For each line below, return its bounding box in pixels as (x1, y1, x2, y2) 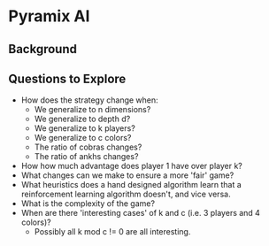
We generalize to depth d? (34, 113, 131, 125)
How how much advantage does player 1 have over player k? (20, 161, 242, 172)
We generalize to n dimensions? (34, 104, 151, 115)
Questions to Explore (8, 71, 127, 86)
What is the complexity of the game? (20, 198, 156, 209)
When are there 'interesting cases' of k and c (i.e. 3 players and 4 (20, 208, 260, 219)
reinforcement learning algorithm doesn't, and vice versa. (20, 188, 231, 200)
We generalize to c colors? (34, 133, 132, 143)
